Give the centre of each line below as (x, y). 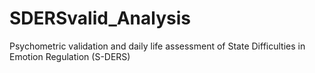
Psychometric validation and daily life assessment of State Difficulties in (157, 46)
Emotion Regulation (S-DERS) (70, 56)
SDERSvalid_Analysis (100, 18)
